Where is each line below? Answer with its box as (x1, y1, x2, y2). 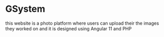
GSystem (5, 3, 46, 15)
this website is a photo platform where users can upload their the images (5, 20, 159, 26)
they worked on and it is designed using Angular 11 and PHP (5, 25, 132, 31)
